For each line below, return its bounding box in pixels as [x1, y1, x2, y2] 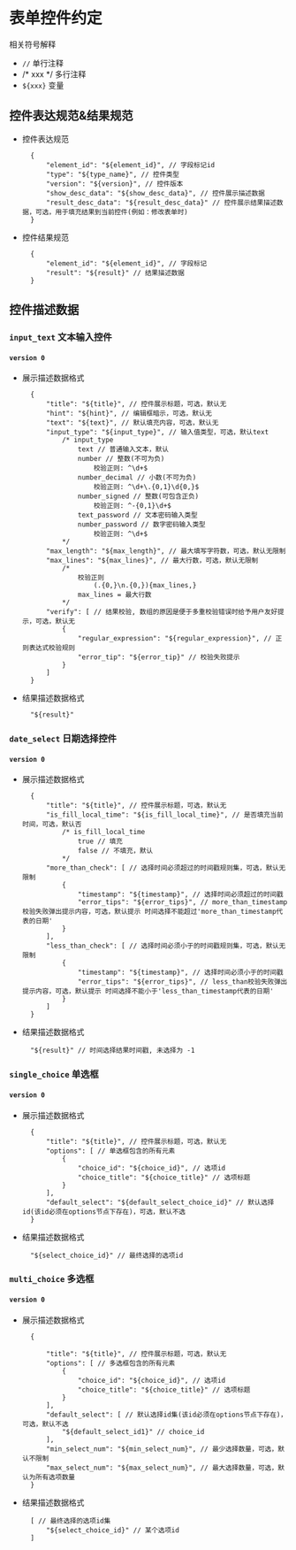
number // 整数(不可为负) [78, 455, 165, 464]
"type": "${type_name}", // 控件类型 [45, 170, 179, 179]
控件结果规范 [21, 232, 69, 242]
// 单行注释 [21, 58, 65, 68]
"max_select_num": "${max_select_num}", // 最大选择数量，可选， [45, 1463, 278, 1472]
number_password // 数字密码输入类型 [78, 520, 206, 529]
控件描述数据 [9, 303, 80, 318]
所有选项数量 [34, 1472, 75, 1482]
